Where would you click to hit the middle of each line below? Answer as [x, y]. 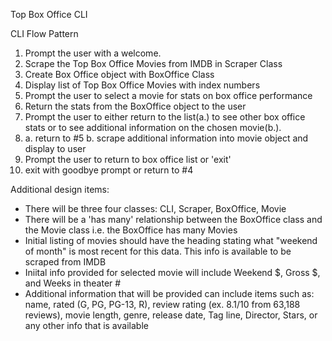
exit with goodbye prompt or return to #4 [109, 170]
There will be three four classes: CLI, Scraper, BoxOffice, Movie [155, 208]
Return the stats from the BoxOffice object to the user [135, 106]
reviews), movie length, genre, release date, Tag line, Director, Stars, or [171, 315]
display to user [55, 148]
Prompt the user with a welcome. [93, 53]
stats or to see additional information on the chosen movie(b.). [153, 127]
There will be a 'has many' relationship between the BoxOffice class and [173, 219]
